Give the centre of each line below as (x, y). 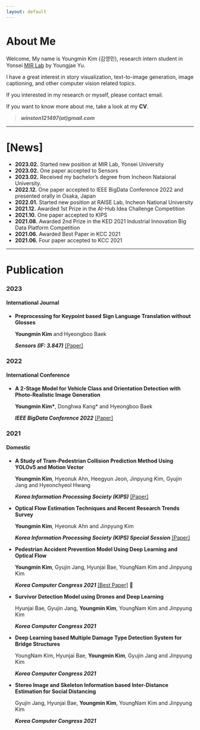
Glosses (25, 322)
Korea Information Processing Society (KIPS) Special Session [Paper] (102, 538)
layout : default (26, 12)
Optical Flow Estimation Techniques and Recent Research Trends (97, 509)
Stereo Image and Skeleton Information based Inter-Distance (91, 685)
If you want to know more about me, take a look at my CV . (77, 106)
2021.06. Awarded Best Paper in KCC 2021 (68, 234)
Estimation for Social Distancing (55, 692)
